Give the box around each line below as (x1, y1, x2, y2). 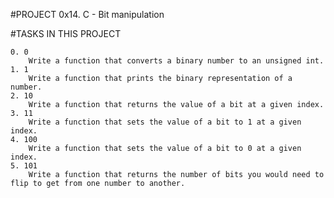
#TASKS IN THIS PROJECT (10, 28, 122, 39)
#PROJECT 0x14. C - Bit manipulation (10, 9, 165, 20)
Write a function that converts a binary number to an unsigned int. (28, 56, 325, 66)
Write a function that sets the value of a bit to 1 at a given (28, 117, 302, 127)
